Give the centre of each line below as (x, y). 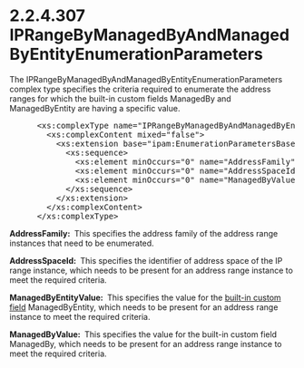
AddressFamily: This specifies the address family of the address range (144, 233)
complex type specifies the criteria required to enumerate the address (140, 89)
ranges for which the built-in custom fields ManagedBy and (120, 98)
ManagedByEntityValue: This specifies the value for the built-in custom (145, 297)
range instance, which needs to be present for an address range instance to (151, 270)
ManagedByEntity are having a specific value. (95, 108)
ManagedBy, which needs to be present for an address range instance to (146, 344)
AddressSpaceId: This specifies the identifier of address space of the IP (146, 260)
